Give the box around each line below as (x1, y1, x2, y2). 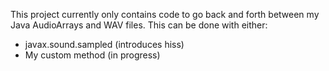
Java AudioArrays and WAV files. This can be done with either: (10, 19, 268, 31)
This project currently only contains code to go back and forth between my (10, 9, 320, 20)
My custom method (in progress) (24, 49, 161, 61)
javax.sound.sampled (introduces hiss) (24, 39, 185, 50)
